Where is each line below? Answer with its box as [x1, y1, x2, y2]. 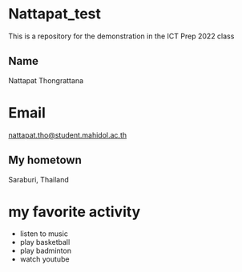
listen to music [19, 229, 68, 238]
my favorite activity [8, 202, 141, 221]
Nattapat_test [8, 5, 102, 23]
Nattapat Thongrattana [8, 75, 84, 85]
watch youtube [19, 254, 70, 264]
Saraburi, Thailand [8, 174, 70, 184]
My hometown [8, 154, 83, 167]
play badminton [19, 246, 72, 256]
